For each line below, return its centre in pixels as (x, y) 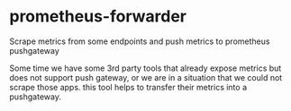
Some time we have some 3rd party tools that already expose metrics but (145, 68)
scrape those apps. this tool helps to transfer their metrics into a (128, 87)
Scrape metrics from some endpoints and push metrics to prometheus (140, 41)
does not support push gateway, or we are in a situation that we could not (146, 77)
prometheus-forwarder (98, 17)
